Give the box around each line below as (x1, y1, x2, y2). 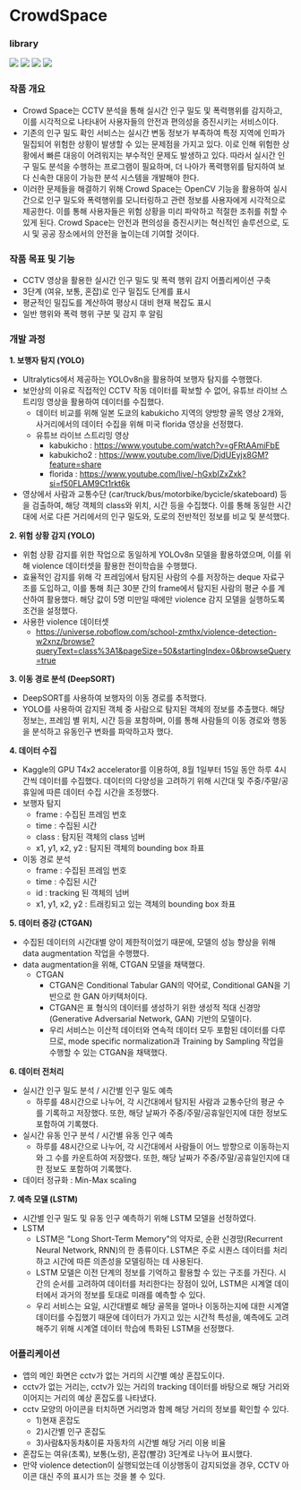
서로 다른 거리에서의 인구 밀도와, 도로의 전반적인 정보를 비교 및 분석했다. (39, 512, 290, 522)
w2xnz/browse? (35, 636, 96, 647)
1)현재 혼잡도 (35, 1415, 81, 1425)
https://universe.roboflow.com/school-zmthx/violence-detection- (35, 626, 278, 637)
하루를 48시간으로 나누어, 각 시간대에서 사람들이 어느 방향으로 (35, 1141, 252, 1152)
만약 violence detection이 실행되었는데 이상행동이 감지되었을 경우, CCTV (21, 1460, 280, 1470)
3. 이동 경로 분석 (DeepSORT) (9, 674, 116, 685)
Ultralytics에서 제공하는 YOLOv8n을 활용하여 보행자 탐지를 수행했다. (21, 374, 262, 385)
